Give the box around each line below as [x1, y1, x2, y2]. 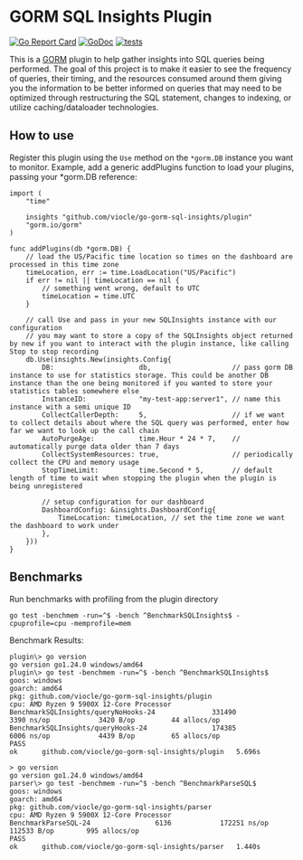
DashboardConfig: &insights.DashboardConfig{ [42, 505, 217, 515]
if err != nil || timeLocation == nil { [25, 276, 180, 285]
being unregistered [9, 481, 83, 490]
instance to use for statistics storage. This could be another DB [9, 371, 270, 380]
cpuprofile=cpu [9, 619, 67, 628]
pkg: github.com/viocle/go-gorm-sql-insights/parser [9, 802, 213, 811]
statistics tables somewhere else [9, 386, 140, 395]
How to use [9, 128, 74, 144]
